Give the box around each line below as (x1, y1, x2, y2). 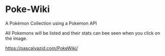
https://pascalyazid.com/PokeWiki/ (5, 45, 78, 51)
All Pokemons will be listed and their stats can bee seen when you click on (5, 30, 160, 36)
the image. (5, 35, 28, 41)
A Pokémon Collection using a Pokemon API (5, 20, 97, 26)
